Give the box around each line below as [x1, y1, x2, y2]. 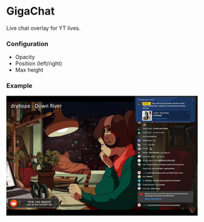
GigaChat [6, 4, 55, 18]
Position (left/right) [15, 60, 63, 68]
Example [6, 82, 33, 90]
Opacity [15, 54, 35, 61]
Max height [15, 66, 44, 74]
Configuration [6, 40, 49, 48]
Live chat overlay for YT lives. [6, 24, 81, 32]
